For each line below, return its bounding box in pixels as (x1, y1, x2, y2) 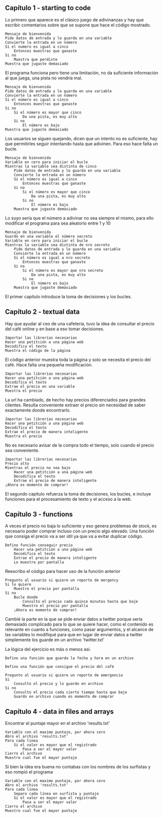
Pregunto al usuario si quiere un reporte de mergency (5, 578, 119, 583)
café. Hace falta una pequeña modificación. (5, 361, 93, 367)
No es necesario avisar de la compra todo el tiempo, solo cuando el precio (5, 442, 154, 448)
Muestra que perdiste (14, 57, 57, 62)
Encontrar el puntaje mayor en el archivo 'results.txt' (5, 721, 110, 726)
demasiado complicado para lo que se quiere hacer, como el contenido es (5, 621, 154, 628)
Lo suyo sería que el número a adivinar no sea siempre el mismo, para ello (5, 215, 154, 221)
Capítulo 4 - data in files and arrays (5, 707, 114, 716)
